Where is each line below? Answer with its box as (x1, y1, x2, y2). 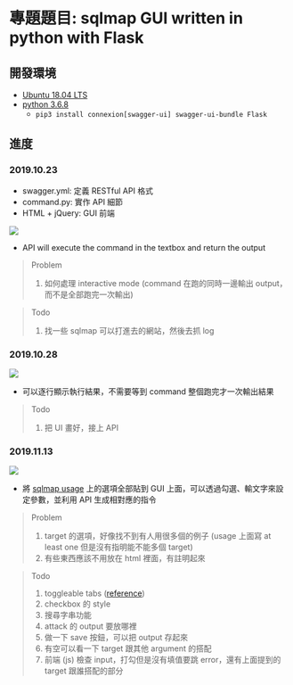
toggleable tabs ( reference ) (44, 588, 145, 598)
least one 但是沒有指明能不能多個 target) (44, 541, 193, 553)
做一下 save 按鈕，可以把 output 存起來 (44, 632, 189, 643)
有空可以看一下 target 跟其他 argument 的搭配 (44, 643, 212, 654)
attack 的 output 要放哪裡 (44, 621, 137, 631)
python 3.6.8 (21, 99, 69, 110)
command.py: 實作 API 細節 (21, 196, 123, 207)
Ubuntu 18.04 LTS (21, 90, 88, 100)
